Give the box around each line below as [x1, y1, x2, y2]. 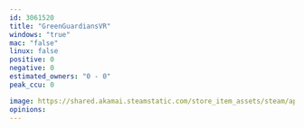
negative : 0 [9, 64, 54, 73]
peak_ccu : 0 [9, 80, 54, 89]
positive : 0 [9, 55, 54, 64]
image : [9, 96, 34, 105]
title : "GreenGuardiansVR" [9, 22, 111, 31]
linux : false [9, 47, 59, 56]
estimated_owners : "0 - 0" [9, 72, 111, 81]
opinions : [9, 105, 47, 114]
